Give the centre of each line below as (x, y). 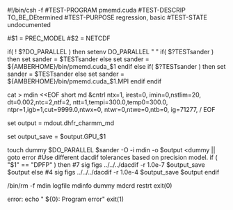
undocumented (29, 25)
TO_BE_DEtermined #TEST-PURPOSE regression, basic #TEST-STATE (107, 17)
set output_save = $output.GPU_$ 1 (57, 136)
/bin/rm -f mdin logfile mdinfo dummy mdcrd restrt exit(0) (90, 186)
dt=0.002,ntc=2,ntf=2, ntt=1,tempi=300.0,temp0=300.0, (88, 102)
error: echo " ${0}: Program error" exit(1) (65, 199)
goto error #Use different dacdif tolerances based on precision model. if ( (112, 157)
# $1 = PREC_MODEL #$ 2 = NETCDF (59, 38)
